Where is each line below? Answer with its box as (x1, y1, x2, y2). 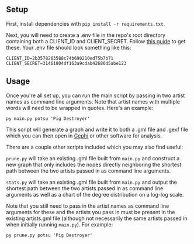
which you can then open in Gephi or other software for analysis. (6, 132, 162, 139)
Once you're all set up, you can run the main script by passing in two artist (6, 92, 185, 99)
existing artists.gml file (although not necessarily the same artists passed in (6, 215, 188, 222)
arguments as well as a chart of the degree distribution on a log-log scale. (6, 191, 184, 198)
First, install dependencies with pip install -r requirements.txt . (6, 20, 165, 27)
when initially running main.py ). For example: (6, 221, 113, 228)
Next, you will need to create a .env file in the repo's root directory (6, 32, 165, 39)
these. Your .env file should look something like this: (6, 44, 131, 51)
